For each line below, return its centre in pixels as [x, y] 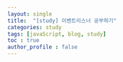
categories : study [34, 27]
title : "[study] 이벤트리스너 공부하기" [62, 21]
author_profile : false [43, 47]
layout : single [30, 14]
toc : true [23, 41]
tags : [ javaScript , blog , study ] [57, 34]
